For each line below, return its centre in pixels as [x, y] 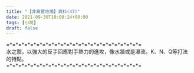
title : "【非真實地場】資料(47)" [43, 11]
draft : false [22, 28]
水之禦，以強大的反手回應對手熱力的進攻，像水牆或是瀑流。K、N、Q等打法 [97, 52]
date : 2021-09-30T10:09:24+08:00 [47, 17]
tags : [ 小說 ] [21, 22]
